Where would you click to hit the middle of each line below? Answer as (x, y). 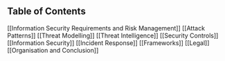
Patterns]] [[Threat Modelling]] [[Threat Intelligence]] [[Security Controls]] (113, 35)
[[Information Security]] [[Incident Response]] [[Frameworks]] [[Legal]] (108, 43)
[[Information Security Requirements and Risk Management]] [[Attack (106, 28)
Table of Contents (47, 11)
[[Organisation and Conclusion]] (53, 50)
